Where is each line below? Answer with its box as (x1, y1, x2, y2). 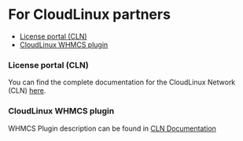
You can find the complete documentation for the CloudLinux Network (8, 77, 236, 87)
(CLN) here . (8, 86, 46, 95)
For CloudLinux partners (8, 6, 171, 24)
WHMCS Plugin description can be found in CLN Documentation (8, 124, 216, 133)
